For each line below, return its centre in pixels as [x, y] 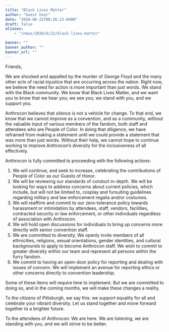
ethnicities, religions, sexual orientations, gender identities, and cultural [87, 240]
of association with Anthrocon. [44, 219]
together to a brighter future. [35, 308]
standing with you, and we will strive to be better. [56, 324]
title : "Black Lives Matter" [36, 10]
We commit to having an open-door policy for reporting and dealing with [88, 262]
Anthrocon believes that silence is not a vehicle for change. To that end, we [83, 113]
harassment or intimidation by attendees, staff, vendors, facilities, [80, 208]
